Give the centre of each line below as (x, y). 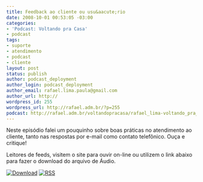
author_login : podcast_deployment (50, 85)
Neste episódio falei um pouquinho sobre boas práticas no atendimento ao (99, 130)
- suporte (19, 46)
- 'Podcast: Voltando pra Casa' (47, 29)
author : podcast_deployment (42, 79)
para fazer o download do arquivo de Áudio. (61, 161)
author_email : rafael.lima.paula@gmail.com (62, 91)
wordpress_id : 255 (29, 102)
